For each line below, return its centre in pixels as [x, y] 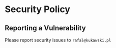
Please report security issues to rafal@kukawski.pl [58, 40]
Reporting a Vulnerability [45, 28]
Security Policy [38, 9]
